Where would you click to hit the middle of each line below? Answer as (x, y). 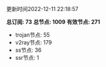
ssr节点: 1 (27, 58)
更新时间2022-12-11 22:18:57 (42, 9)
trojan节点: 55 (32, 35)
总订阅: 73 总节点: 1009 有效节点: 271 (53, 22)
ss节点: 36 (28, 50)
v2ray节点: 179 (34, 42)
